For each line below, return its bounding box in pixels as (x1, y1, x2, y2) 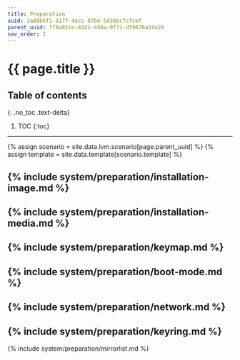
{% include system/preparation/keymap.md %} (7, 242, 224, 254)
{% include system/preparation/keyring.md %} (7, 325, 223, 337)
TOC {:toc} (17, 122, 50, 130)
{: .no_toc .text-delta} (7, 108, 70, 117)
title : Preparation (7, 10, 66, 18)
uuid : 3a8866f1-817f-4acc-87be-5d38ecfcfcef (7, 17, 142, 24)
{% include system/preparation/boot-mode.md (7, 265, 223, 278)
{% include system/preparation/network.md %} (7, 301, 226, 314)
